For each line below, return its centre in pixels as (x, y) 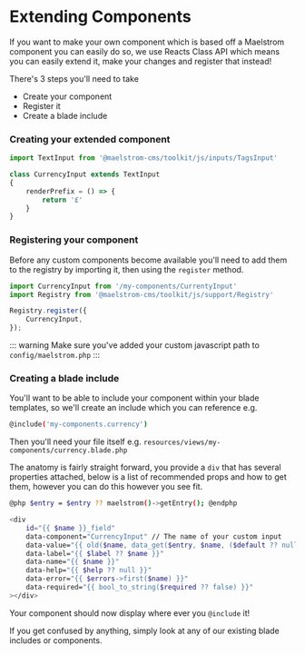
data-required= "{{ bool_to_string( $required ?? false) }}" (140, 588)
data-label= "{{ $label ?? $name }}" (95, 553)
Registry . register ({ (49, 311)
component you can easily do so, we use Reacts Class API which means (144, 51)
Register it (41, 105)
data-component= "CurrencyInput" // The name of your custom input (154, 536)
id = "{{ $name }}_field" (71, 528)
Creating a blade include (64, 378)
